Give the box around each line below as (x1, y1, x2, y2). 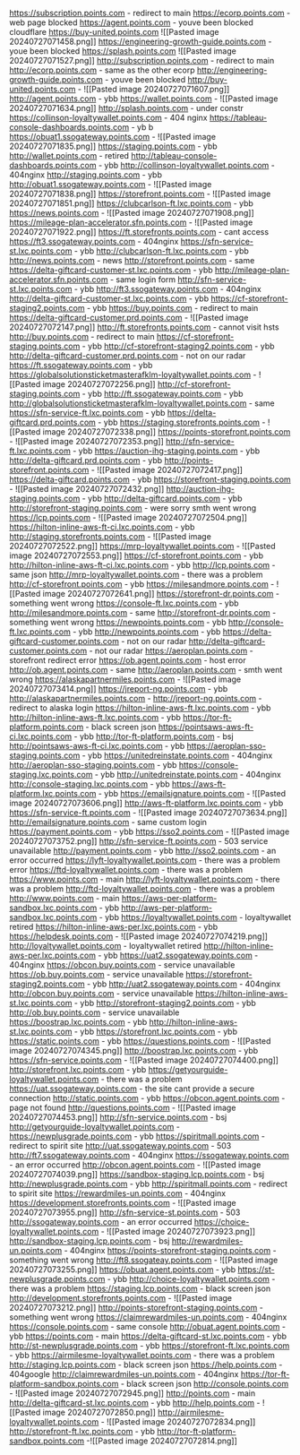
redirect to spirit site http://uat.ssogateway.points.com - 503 (9, 1141, 232, 1150)
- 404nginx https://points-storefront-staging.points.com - (64, 1245, 277, 1255)
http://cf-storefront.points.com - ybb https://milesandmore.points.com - (9, 579, 275, 590)
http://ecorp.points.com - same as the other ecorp (9, 65, 195, 75)
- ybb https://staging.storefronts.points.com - (98, 417, 266, 427)
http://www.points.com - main (9, 893, 120, 903)
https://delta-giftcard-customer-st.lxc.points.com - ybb (9, 264, 213, 275)
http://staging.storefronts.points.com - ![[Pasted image (9, 531, 212, 541)
